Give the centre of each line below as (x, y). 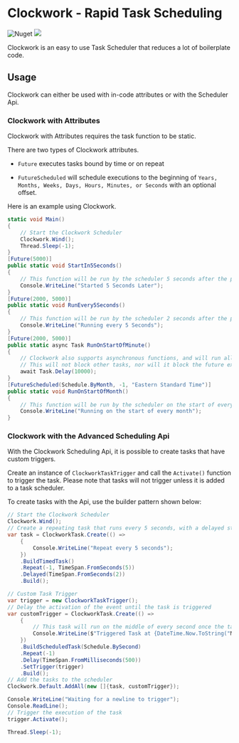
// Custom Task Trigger (43, 594)
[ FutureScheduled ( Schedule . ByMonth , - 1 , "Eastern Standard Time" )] (110, 385)
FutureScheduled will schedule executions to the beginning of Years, (118, 178)
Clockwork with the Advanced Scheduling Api (89, 436)
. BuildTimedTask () (47, 561)
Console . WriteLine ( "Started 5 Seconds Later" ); (92, 285)
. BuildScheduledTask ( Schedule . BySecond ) (81, 647)
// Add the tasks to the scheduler (60, 680)
